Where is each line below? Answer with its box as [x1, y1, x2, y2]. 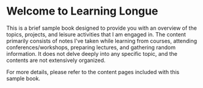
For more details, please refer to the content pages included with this [6, 68, 180, 75]
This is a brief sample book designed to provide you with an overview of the [6, 24, 197, 32]
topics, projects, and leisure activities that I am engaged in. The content [6, 30, 186, 38]
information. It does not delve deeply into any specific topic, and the [6, 50, 178, 57]
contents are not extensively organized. [6, 56, 105, 64]
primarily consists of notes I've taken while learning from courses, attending [6, 37, 198, 44]
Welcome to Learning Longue [6, 4, 158, 18]
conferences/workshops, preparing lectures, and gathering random [6, 44, 176, 51]
